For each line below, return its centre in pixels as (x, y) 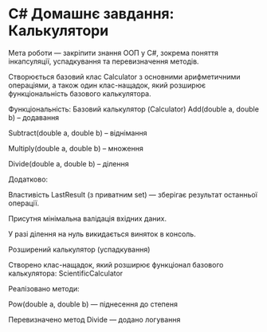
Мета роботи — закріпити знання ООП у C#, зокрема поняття (114, 53)
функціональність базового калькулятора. (80, 93)
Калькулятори (59, 31)
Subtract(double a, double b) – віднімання (78, 133)
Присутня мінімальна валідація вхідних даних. (88, 218)
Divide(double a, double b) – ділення (69, 163)
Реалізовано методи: (44, 288)
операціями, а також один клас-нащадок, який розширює (107, 85)
